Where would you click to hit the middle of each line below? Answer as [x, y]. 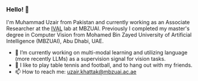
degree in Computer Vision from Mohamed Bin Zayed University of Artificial [99, 35]
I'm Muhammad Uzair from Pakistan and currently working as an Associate [98, 22]
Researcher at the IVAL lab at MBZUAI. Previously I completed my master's [98, 28]
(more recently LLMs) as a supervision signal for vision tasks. [90, 59]
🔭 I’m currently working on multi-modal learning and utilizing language [101, 53]
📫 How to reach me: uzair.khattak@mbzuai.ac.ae [75, 72]
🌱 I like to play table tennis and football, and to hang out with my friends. [103, 65]
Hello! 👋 [18, 9]
